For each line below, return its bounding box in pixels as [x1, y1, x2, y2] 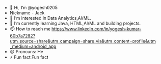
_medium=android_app [9, 43, 56, 49]
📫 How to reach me [9, 26, 51, 32]
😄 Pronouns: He [9, 49, 43, 54]
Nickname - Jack [9, 10, 45, 16]
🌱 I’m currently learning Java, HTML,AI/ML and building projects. [9, 20, 141, 26]
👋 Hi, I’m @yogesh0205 [9, 5, 58, 10]
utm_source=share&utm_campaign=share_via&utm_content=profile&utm [9, 38, 156, 44]
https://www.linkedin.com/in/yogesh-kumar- [51, 26, 141, 32]
